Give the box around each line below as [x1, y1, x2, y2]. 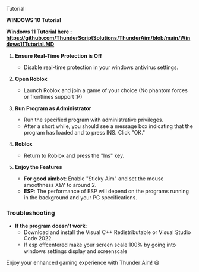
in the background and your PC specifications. [23, 194, 138, 201]
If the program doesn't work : [14, 223, 87, 230]
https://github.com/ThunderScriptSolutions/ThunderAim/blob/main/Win [6, 35, 191, 41]
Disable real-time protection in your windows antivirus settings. [23, 64, 179, 71]
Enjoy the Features [14, 164, 62, 170]
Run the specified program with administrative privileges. [23, 116, 164, 123]
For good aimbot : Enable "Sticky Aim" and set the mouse [23, 175, 164, 182]
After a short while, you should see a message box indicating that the [23, 123, 193, 130]
